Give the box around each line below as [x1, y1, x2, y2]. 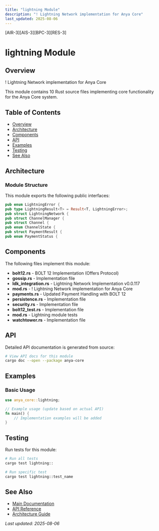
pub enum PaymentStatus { [5, 234, 58, 239]
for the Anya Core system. [5, 94, 58, 100]
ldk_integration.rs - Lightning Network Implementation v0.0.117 [12, 280, 140, 286]
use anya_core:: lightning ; [5, 398, 60, 403]
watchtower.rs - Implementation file [12, 317, 86, 323]
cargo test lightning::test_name [5, 474, 73, 479]
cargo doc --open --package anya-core [5, 358, 84, 363]
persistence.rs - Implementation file [12, 296, 86, 302]
